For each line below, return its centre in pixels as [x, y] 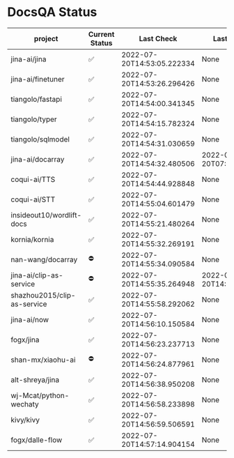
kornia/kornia [32, 239]
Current [101, 34]
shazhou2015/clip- [43, 295]
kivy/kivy [25, 420]
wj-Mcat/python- [40, 395]
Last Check [158, 38]
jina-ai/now [30, 319]
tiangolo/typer [34, 119]
